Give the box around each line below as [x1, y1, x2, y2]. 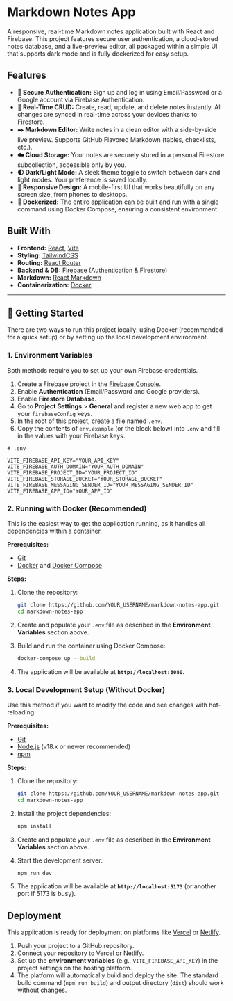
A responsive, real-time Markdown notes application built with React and [7, 27, 215, 35]
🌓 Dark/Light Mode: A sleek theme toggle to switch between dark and [17, 168, 221, 176]
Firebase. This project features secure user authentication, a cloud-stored [7, 34, 218, 42]
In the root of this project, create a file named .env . [17, 417, 163, 425]
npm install [17, 822, 52, 830]
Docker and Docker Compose [17, 561, 103, 569]
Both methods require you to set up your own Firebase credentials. [7, 366, 198, 374]
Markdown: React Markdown [17, 273, 102, 282]
